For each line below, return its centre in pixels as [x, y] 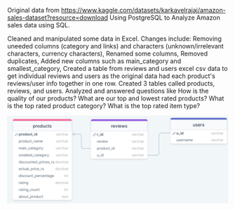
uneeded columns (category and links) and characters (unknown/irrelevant [116, 46]
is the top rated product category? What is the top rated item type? [104, 106]
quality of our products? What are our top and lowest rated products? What [116, 98]
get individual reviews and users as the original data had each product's [111, 76]
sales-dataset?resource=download [58, 18]
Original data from [33, 10]
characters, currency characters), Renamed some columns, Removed [108, 53]
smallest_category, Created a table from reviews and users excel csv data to [117, 68]
